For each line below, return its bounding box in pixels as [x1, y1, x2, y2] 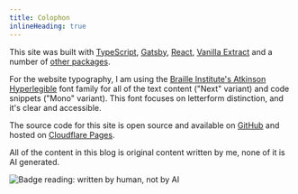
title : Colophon [9, 13, 70, 23]
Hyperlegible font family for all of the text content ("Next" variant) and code [9, 83, 290, 94]
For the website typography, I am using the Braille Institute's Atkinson [9, 73, 266, 84]
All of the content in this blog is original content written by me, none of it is [9, 146, 285, 158]
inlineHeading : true [9, 22, 87, 31]
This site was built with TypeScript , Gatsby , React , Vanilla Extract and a [9, 46, 273, 57]
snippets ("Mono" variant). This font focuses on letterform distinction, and [9, 92, 284, 104]
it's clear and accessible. [9, 102, 102, 113]
